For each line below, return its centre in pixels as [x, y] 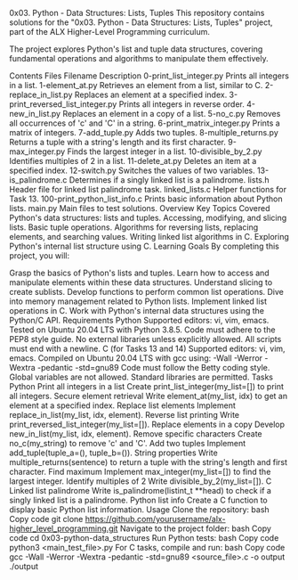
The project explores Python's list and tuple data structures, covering [136, 49]
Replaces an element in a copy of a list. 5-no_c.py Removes [171, 114]
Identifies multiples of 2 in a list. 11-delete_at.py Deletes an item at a [133, 161]
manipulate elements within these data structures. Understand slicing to [141, 282]
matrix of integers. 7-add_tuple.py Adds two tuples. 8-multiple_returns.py [144, 132]
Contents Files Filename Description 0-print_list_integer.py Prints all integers [149, 76]
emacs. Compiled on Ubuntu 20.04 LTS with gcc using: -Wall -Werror [136, 358]
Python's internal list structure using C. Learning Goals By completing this [145, 246]
